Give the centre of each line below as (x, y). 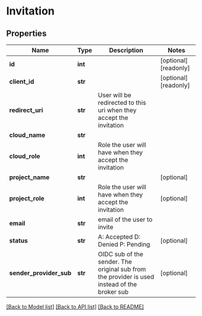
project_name (29, 177)
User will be (115, 95)
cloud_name (27, 135)
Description (126, 50)
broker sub (114, 292)
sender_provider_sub (41, 273)
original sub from (122, 269)
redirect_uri (26, 110)
